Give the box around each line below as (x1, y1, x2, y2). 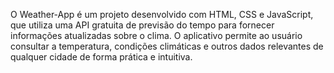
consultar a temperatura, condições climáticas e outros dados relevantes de (10, 40, 324, 52)
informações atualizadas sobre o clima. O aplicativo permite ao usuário (10, 30, 303, 41)
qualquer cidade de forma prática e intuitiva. (10, 51, 193, 63)
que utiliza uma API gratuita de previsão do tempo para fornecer (10, 19, 275, 31)
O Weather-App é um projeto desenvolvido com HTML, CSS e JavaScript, (10, 9, 314, 20)
